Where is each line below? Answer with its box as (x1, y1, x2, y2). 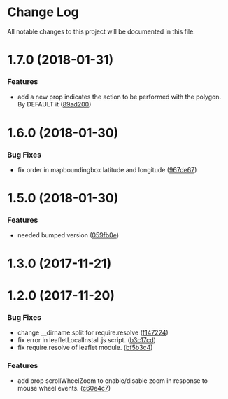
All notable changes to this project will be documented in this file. (7, 27, 196, 36)
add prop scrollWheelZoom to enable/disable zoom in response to (17, 377, 208, 385)
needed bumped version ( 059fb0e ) (17, 231, 120, 239)
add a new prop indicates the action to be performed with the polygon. (17, 92, 222, 101)
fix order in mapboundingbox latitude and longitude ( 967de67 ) (17, 165, 197, 174)
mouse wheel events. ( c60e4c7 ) (17, 384, 111, 393)
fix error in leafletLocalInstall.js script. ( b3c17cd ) (17, 336, 156, 344)
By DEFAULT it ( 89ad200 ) (17, 100, 92, 108)
